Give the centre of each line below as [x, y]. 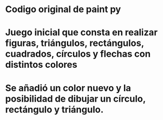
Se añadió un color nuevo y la [68, 88]
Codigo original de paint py [63, 9]
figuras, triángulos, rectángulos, [75, 43]
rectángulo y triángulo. [54, 109]
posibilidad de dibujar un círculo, [75, 98]
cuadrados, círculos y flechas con [78, 54]
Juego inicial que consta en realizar [81, 33]
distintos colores [41, 65]
